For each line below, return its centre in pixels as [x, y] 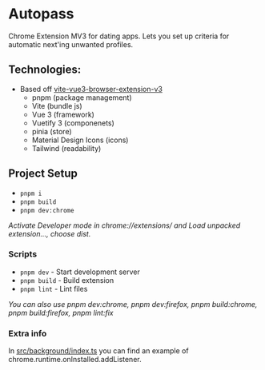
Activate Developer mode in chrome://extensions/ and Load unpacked [124, 225]
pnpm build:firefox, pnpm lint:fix [61, 312]
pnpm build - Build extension [67, 280]
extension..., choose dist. [50, 233]
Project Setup [43, 174]
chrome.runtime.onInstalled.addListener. [75, 360]
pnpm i [31, 193]
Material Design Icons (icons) [80, 140]
